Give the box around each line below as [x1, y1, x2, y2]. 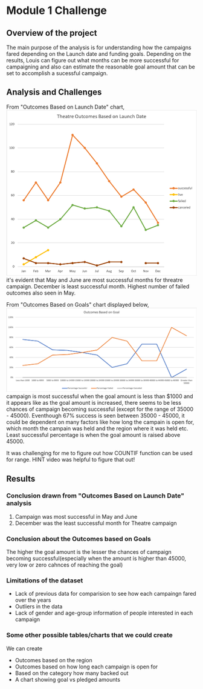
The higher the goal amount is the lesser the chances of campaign [6, 548, 172, 556]
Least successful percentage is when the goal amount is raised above [6, 431, 181, 439]
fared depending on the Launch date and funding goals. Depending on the [6, 50, 192, 58]
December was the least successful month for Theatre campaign [14, 519, 177, 527]
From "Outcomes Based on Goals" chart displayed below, [6, 301, 149, 308]
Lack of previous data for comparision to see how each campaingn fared [14, 590, 196, 597]
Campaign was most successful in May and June [14, 513, 138, 520]
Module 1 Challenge [6, 4, 107, 18]
